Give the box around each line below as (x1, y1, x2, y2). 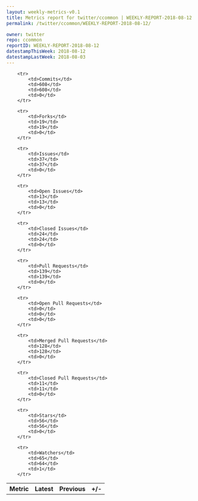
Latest (34, 485, 54, 493)
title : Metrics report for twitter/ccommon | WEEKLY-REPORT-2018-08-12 (6, 15, 192, 21)
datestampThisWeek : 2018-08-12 (6, 48, 86, 55)
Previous (59, 485, 86, 493)
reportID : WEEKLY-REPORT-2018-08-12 (6, 43, 99, 49)
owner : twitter (6, 31, 45, 37)
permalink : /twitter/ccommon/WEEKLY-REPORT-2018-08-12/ (6, 20, 151, 26)
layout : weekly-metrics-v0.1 (6, 9, 80, 15)
